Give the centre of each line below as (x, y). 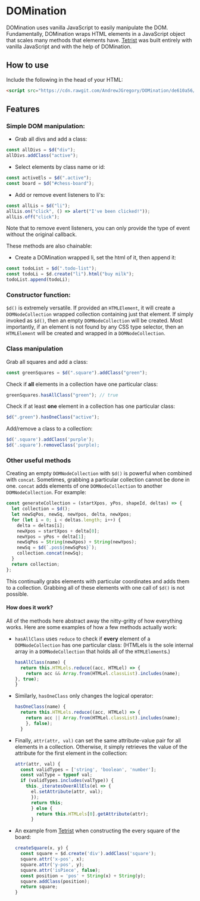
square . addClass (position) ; (55, 881)
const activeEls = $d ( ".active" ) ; (49, 178)
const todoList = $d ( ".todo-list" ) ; (51, 269)
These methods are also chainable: (49, 246)
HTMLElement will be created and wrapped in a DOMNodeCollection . (86, 333)
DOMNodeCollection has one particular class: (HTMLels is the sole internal (104, 645)
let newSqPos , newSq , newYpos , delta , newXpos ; (72, 515)
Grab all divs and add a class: (51, 139)
